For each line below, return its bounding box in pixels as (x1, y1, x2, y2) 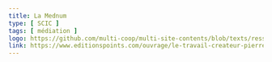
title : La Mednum (8, 11, 67, 20)
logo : (8, 34, 27, 43)
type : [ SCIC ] (8, 19, 60, 27)
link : (8, 42, 27, 50)
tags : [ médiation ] (8, 27, 79, 35)
